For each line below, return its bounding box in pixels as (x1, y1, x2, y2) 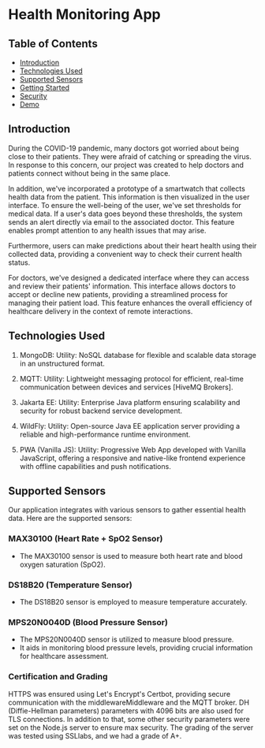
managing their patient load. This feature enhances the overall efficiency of (8, 298, 252, 307)
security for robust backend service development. (19, 406, 183, 415)
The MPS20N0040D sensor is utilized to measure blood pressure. (19, 634, 234, 644)
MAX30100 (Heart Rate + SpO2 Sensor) (8, 534, 163, 545)
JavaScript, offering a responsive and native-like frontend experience (19, 453, 246, 463)
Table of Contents (8, 37, 99, 50)
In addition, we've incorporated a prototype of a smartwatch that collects (8, 184, 246, 193)
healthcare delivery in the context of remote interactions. (8, 306, 193, 316)
